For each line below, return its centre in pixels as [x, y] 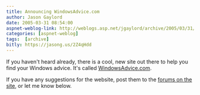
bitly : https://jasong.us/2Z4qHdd [49, 45]
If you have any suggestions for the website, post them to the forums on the [99, 79]
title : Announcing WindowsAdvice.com [53, 12]
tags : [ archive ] [28, 39]
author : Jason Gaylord [34, 17]
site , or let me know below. [39, 85]
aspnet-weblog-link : [32, 28]
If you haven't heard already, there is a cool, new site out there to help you [97, 61]
